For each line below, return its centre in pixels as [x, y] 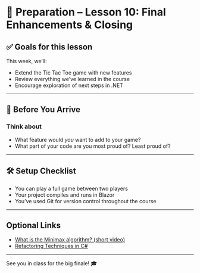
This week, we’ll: [26, 61]
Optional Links [34, 225]
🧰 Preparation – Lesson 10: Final [86, 12]
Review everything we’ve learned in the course [72, 79]
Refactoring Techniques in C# [51, 246]
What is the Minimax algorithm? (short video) [70, 240]
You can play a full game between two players [71, 188]
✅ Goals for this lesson [49, 47]
